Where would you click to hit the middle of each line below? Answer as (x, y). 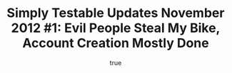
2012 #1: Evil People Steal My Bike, (116, 28)
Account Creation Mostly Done (116, 43)
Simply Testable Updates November (116, 13)
